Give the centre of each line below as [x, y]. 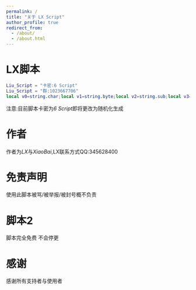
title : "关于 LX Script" [35, 17]
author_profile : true [32, 22]
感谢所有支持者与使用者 [34, 281]
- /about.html [28, 39]
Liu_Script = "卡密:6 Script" [42, 86]
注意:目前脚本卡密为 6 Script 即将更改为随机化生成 [65, 108]
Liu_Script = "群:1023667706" [42, 91]
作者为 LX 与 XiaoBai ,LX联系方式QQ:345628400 [62, 151]
